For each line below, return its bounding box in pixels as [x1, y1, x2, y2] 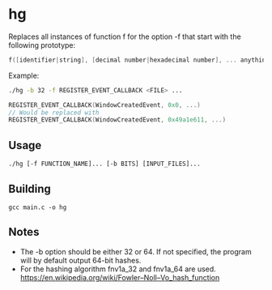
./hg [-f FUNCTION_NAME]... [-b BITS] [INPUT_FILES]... [8, 160, 201, 168]
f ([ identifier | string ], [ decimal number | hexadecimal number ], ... [8, 56, 237, 64]
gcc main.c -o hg [8, 203, 67, 211]
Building [8, 181, 51, 195]
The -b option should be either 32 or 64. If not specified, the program [19, 246, 253, 256]
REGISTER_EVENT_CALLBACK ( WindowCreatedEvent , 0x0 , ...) [8, 100, 201, 109]
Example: [8, 70, 40, 80]
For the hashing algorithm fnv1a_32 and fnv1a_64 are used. [19, 264, 216, 274]
